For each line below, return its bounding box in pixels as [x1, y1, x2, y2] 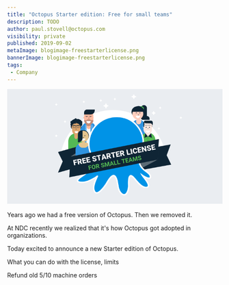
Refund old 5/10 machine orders [7, 271, 98, 280]
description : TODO [7, 18, 59, 25]
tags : [7, 62, 23, 69]
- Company [10, 69, 38, 75]
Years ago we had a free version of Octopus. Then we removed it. [7, 211, 193, 219]
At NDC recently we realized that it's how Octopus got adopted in [7, 224, 191, 232]
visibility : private [7, 33, 66, 40]
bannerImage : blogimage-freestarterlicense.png [7, 55, 146, 62]
